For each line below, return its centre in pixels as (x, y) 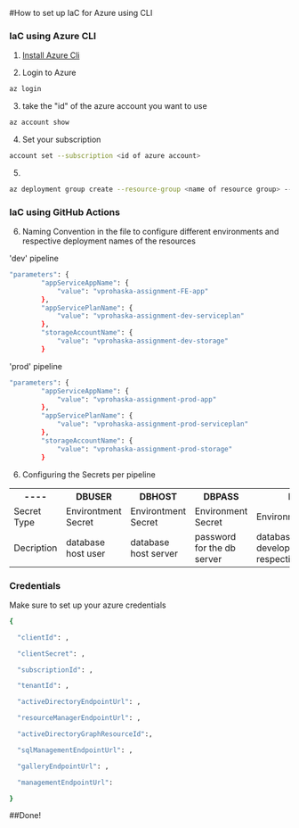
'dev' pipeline (34, 259)
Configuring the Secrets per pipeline (89, 474)
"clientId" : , (43, 637)
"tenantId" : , (43, 686)
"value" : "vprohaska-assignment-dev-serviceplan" (150, 316)
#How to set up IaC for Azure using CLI (81, 13)
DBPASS (221, 496)
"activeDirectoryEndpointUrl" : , (79, 702)
